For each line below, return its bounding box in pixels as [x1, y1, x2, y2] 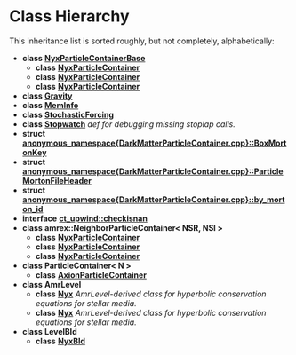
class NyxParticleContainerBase [21, 52, 146, 63]
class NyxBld [35, 335, 86, 346]
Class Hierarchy [9, 6, 131, 27]
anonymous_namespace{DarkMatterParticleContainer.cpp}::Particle [21, 166, 284, 177]
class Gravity [21, 91, 73, 101]
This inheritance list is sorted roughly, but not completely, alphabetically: [9, 35, 275, 46]
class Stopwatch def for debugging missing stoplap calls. [21, 118, 236, 130]
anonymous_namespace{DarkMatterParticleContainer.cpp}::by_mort [21, 193, 285, 205]
